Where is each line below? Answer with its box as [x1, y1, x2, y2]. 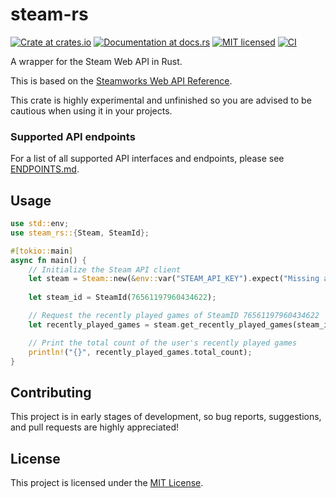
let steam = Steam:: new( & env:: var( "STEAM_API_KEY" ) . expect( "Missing [28, 274, 320, 284]
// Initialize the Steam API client [28, 264, 182, 275]
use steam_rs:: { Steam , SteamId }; [10, 228, 150, 238]
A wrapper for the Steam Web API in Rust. [10, 55, 183, 67]
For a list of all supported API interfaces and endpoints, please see [10, 153, 285, 165]
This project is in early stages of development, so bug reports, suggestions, [10, 411, 322, 423]
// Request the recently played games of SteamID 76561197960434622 [28, 311, 320, 321]
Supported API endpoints [10, 129, 136, 143]
